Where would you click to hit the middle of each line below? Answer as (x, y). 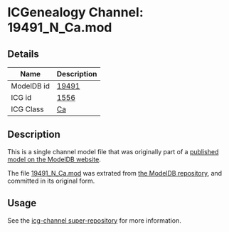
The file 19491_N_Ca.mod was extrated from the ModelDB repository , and (115, 173)
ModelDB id (31, 86)
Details (23, 54)
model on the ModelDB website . (54, 159)
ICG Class (27, 109)
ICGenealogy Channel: (75, 12)
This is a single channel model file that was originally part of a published (113, 151)
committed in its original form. (51, 181)
